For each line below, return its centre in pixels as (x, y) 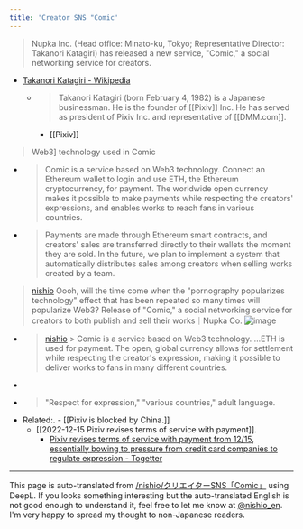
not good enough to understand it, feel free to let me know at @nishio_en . (146, 505)
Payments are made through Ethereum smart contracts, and (156, 235)
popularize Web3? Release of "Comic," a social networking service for (162, 310)
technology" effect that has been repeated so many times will (146, 300)
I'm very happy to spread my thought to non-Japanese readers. (127, 515)
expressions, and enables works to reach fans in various (150, 208)
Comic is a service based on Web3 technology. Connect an (155, 169)
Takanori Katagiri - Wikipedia (76, 80)
